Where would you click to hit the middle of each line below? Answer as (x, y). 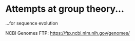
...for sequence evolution (32, 23)
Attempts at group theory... (65, 9)
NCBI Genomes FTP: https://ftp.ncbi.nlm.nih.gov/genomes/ (67, 33)
